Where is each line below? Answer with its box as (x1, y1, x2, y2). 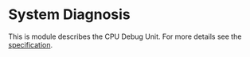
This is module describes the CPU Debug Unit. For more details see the (8, 32, 242, 41)
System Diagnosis (8, 6, 131, 24)
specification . (8, 40, 53, 49)
